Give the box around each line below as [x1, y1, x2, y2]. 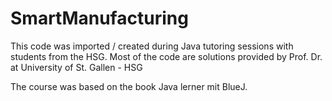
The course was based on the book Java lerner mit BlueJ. [10, 80, 248, 92]
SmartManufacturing [10, 7, 189, 30]
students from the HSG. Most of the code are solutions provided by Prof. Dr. [10, 50, 323, 62]
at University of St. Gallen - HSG [10, 61, 143, 73]
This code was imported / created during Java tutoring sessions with [10, 40, 294, 52]
